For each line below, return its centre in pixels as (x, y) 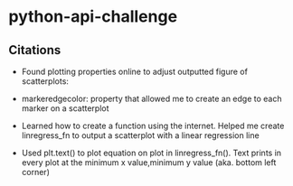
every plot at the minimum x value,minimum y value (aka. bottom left (149, 163)
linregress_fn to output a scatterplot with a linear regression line (140, 135)
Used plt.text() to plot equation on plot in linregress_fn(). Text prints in (151, 153)
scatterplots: (45, 81)
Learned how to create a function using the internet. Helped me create (153, 126)
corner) (36, 172)
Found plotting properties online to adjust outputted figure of (134, 71)
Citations (35, 50)
